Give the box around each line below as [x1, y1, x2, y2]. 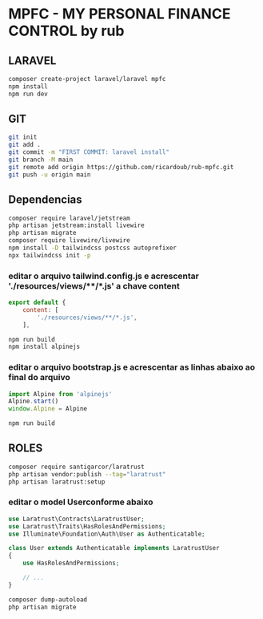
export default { [8, 298, 66, 307]
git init [8, 133, 38, 141]
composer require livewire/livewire [8, 237, 130, 245]
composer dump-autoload [8, 595, 88, 604]
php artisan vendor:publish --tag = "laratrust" [8, 470, 166, 478]
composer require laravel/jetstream [8, 214, 130, 222]
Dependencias [8, 193, 82, 207]
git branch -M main [8, 156, 74, 164]
